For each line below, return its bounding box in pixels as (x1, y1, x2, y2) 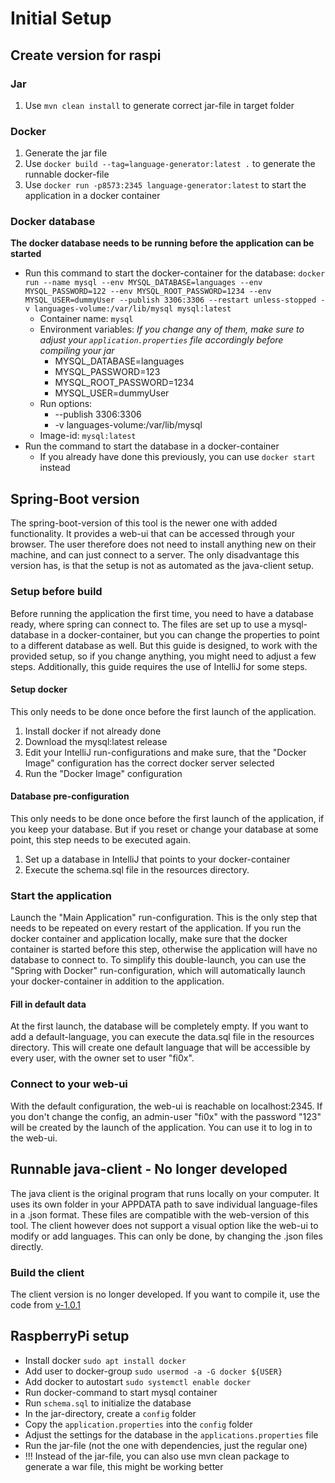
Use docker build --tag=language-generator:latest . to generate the (24, 158, 316, 170)
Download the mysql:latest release (24, 735, 168, 747)
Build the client (10, 1265, 85, 1279)
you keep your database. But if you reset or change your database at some (10, 823, 319, 835)
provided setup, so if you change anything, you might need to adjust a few (10, 650, 317, 662)
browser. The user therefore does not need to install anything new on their (10, 538, 317, 551)
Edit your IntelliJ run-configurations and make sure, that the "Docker (24, 746, 307, 758)
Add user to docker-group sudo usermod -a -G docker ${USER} (24, 1365, 283, 1377)
